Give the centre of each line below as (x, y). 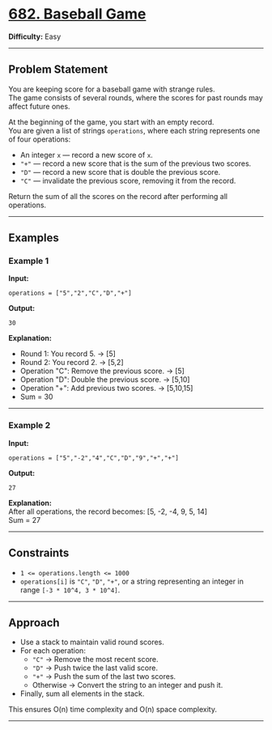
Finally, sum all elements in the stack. (82, 694)
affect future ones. (39, 106)
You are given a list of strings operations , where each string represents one (134, 130)
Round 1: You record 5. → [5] (68, 354)
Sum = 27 (25, 520)
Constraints (39, 553)
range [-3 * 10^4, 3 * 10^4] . (70, 590)
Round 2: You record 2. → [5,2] (72, 363)
